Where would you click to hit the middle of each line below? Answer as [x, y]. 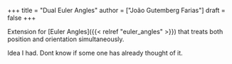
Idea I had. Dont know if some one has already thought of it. [95, 53]
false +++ [22, 18]
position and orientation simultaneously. [66, 39]
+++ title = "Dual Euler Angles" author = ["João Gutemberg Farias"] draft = [116, 10]
